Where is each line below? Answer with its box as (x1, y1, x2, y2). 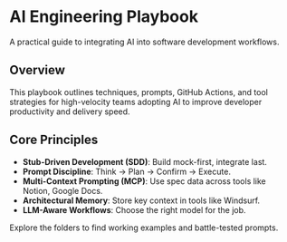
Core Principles (9, 132, 99, 148)
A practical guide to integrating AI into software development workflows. (9, 36, 280, 47)
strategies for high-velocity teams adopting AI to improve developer (9, 96, 263, 107)
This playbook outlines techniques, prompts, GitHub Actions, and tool (9, 86, 269, 97)
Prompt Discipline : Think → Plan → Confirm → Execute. (22, 166, 231, 177)
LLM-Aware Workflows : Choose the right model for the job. (22, 204, 246, 215)
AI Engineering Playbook (9, 6, 199, 27)
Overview (9, 63, 66, 78)
